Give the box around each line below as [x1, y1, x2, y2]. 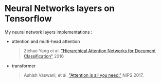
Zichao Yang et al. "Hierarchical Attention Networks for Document [23, 48, 156, 54]
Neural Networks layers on [4, 3, 115, 14]
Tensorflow [4, 13, 52, 24]
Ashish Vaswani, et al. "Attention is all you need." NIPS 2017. [23, 72, 144, 78]
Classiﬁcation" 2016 [23, 53, 64, 59]
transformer [11, 63, 36, 69]
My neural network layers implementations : [4, 29, 93, 35]
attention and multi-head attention [11, 38, 80, 44]
